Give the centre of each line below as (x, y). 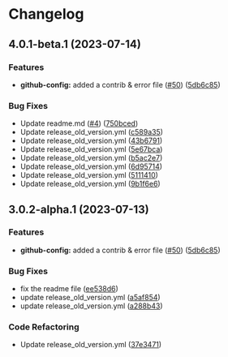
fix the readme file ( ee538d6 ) (69, 289)
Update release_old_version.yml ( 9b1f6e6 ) (90, 184)
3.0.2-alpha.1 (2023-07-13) (79, 209)
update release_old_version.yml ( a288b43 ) (92, 306)
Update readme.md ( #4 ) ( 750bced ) (79, 123)
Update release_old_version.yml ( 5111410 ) (89, 175)
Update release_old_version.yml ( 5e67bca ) (91, 149)
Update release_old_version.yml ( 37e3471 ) (91, 345)
